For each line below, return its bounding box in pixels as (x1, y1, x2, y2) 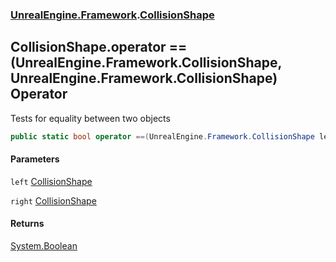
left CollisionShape (10, 175, 93, 187)
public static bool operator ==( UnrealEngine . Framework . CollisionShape (10, 131, 315, 142)
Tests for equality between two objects (10, 112, 171, 124)
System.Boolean (10, 240, 78, 252)
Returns (10, 218, 45, 230)
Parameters (10, 153, 60, 165)
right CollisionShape (10, 194, 97, 207)
